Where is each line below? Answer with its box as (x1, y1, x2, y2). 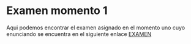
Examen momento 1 (6, 4, 108, 18)
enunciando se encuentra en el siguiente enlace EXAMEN (6, 30, 152, 37)
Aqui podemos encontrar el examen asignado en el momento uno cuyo (6, 24, 185, 31)
